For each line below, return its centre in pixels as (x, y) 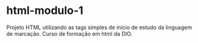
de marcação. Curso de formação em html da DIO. (69, 33)
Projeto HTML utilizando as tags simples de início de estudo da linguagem (99, 27)
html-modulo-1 (45, 11)
